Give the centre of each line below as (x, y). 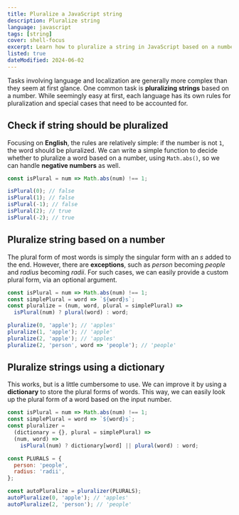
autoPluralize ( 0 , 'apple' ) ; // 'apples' (68, 498)
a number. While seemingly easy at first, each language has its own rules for (119, 95)
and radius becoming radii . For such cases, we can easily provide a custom (118, 272)
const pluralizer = (36, 426)
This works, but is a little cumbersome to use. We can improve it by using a (117, 384)
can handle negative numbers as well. (64, 165)
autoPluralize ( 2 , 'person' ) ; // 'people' (70, 504)
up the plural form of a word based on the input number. (90, 400)
